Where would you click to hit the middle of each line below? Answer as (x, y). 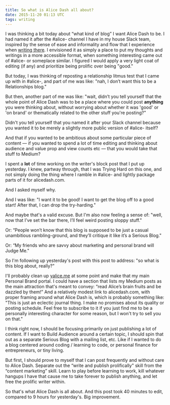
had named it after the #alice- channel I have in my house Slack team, (78, 39)
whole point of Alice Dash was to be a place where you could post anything (84, 102)
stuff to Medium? (23, 154)
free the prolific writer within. (35, 382)
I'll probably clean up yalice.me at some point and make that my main (77, 276)
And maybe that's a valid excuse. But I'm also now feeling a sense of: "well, (84, 215)
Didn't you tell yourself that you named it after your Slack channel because (83, 123)
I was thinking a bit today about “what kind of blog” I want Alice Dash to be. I (85, 34)
